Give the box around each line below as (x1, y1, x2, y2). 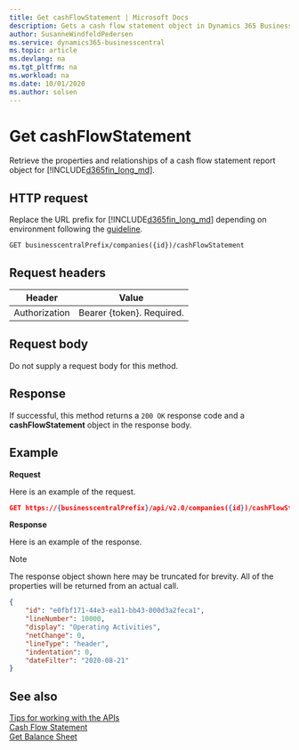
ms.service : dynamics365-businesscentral (9, 37, 166, 47)
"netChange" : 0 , (25, 631, 86, 640)
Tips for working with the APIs (9, 713, 120, 723)
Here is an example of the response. (9, 536, 142, 548)
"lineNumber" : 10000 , (25, 615, 105, 624)
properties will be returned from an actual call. (9, 581, 180, 591)
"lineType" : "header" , (25, 639, 109, 648)
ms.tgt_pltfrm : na (9, 63, 77, 72)
